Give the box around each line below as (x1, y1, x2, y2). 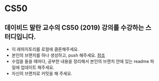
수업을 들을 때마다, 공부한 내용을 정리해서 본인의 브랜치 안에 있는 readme (11, 59, 149, 64)
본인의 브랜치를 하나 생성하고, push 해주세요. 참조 (11, 52, 105, 58)
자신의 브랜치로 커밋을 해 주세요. (11, 71, 72, 76)
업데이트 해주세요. (20, 65, 55, 70)
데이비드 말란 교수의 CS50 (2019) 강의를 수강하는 (4, 23, 145, 32)
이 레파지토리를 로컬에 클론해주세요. (11, 47, 79, 52)
